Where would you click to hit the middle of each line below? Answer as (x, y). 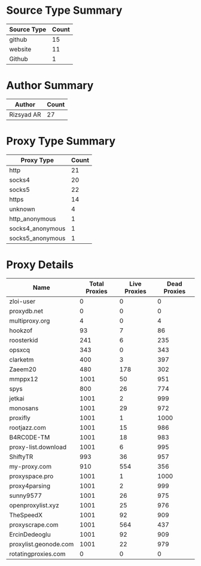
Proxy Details (40, 265)
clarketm (22, 359)
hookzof (21, 331)
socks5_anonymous (37, 238)
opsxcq (20, 350)
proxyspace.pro (31, 476)
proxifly (20, 418)
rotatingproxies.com (37, 553)
